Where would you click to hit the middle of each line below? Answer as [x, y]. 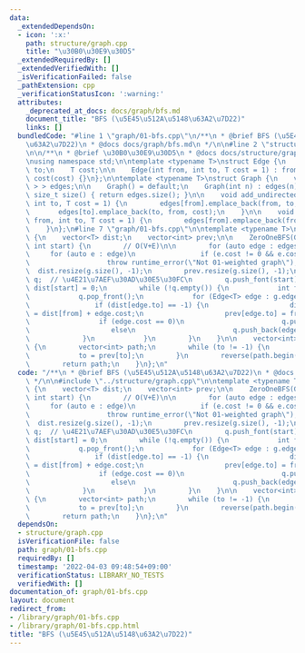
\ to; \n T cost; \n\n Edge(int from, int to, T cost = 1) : [152, 170]
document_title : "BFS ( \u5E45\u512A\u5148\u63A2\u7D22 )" [136, 119]
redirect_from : [38, 609]
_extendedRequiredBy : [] [64, 60]
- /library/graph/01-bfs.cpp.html [75, 626]
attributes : [40, 102]
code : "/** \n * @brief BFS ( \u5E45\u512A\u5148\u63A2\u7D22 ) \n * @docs [156, 372]
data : [20, 18]
